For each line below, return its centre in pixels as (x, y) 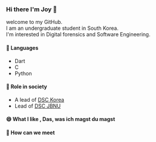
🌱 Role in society (27, 86)
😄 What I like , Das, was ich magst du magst (61, 119)
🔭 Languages (22, 48)
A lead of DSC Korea (39, 99)
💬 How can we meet (31, 132)
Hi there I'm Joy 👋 (32, 9)
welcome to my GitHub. (34, 22)
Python (23, 73)
